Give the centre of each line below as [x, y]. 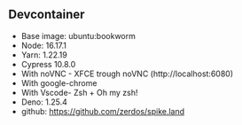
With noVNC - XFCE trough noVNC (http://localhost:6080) [127, 74]
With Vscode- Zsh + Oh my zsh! [79, 92]
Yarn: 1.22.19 [44, 55]
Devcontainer [47, 15]
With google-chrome [59, 82]
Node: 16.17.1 [44, 45]
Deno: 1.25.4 [44, 102]
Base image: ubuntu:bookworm [78, 35]
